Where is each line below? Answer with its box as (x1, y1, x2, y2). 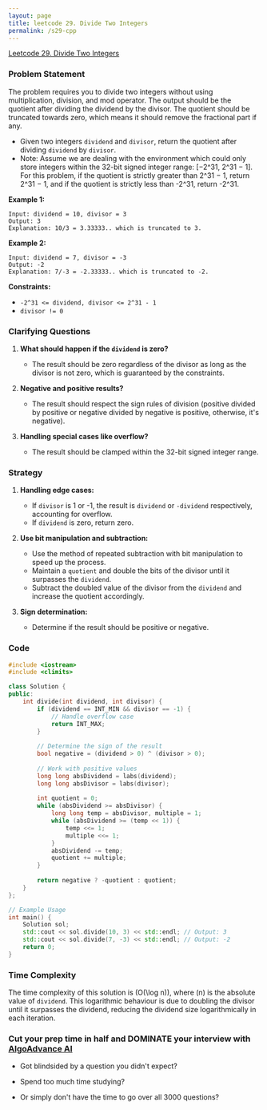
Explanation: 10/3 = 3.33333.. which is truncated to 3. (8, 224, 202, 232)
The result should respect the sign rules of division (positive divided (31, 398, 256, 409)
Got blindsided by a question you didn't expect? (19, 1061, 177, 1071)
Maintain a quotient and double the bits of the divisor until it (31, 566, 230, 575)
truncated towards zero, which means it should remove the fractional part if (8, 112, 257, 122)
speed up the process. (31, 558, 106, 567)
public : (8, 690, 34, 698)
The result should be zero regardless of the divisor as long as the (31, 359, 247, 369)
